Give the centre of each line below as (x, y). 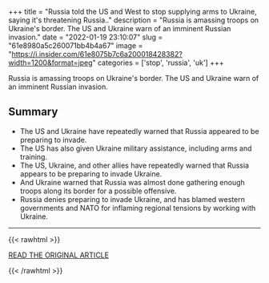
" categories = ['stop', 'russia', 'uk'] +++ (158, 63)
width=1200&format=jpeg (50, 63)
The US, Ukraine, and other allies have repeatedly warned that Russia (134, 165)
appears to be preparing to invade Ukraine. (91, 174)
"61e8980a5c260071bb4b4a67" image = (76, 46)
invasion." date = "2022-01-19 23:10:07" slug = (86, 37)
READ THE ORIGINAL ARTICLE (59, 255)
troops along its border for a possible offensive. (98, 191)
